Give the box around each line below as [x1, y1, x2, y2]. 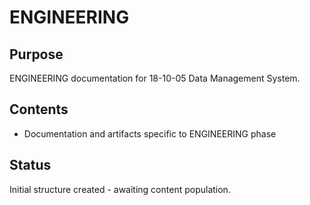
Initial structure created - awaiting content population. [9, 183, 231, 195]
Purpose [9, 46, 64, 63]
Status [9, 157, 52, 174]
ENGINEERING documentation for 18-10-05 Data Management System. [9, 72, 301, 84]
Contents [9, 101, 69, 118]
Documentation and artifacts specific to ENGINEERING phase [23, 127, 277, 140]
